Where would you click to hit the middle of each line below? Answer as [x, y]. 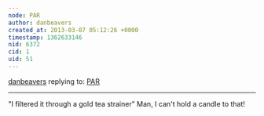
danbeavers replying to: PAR [54, 81]
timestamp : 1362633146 [45, 37]
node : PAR [24, 15]
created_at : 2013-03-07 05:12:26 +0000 [73, 30]
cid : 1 [19, 52]
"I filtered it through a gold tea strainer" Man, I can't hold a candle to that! [127, 103]
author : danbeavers [40, 23]
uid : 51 [21, 60]
